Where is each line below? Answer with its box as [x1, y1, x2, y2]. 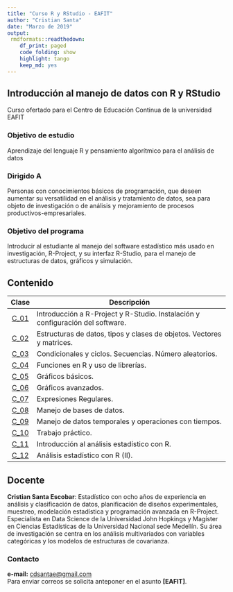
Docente [7, 474, 45, 486]
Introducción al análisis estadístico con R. [36, 439, 171, 449]
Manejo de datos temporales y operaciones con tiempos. [36, 417, 222, 427]
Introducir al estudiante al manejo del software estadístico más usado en [7, 242, 215, 251]
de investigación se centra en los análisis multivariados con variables [7, 529, 205, 538]
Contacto [7, 554, 40, 564]
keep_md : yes [19, 62, 58, 69]
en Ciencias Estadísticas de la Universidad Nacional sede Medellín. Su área [7, 522, 222, 530]
